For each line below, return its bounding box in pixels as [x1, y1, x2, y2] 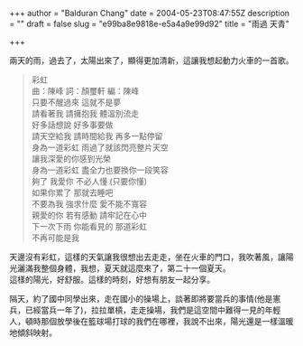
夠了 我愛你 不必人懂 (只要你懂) [31, 176, 147, 186]
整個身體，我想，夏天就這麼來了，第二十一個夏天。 [40, 263, 231, 274]
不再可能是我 [31, 232, 79, 243]
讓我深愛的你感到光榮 [31, 154, 111, 164]
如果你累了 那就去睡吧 [31, 187, 114, 198]
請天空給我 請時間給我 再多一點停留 [31, 131, 163, 141]
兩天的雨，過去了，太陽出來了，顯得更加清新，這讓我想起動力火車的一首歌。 [9, 55, 294, 66]
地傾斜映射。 [9, 327, 57, 338]
